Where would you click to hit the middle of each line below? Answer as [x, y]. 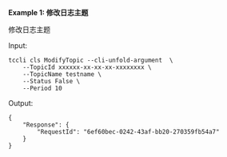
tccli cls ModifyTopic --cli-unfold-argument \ [91, 60]
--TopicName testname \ [62, 74]
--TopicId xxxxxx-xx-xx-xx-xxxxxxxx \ [87, 67]
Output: [21, 103]
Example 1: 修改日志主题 [48, 12]
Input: [18, 46]
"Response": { [46, 125]
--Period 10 [42, 88]
